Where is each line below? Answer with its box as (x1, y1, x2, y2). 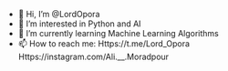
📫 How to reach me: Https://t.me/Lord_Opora (17, 38, 190, 49)
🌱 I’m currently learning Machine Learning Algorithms (17, 28, 219, 38)
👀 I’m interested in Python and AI (17, 18, 141, 29)
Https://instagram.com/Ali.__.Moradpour (17, 51, 170, 62)
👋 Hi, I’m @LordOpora (17, 9, 100, 19)
